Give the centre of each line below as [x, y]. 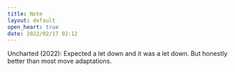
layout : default [31, 20]
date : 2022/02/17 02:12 [43, 34]
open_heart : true [33, 27]
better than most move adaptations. [60, 61]
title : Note [25, 14]
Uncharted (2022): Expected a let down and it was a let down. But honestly [117, 54]
